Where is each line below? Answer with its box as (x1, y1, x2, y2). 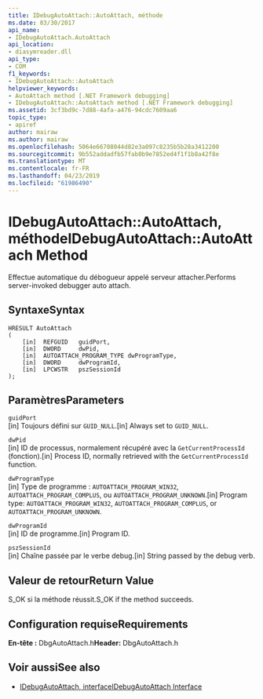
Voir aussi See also (8, 661, 100, 675)
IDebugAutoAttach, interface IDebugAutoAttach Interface (19, 682, 203, 691)
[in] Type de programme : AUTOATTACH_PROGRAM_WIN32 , (8, 482, 179, 491)
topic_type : (8, 114, 47, 122)
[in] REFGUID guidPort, (22, 338, 111, 346)
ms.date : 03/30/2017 (8, 19, 76, 27)
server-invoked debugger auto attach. (8, 280, 131, 290)
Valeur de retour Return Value (8, 573, 155, 587)
